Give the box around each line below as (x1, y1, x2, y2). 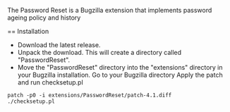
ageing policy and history (7, 13, 81, 22)
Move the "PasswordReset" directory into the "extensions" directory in (17, 63, 223, 71)
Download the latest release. (17, 41, 101, 49)
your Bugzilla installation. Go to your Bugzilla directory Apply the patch (17, 70, 224, 79)
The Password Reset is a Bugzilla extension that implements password (7, 6, 212, 14)
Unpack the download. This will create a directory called (17, 49, 182, 56)
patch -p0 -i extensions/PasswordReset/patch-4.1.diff (7, 92, 172, 99)
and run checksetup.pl (17, 78, 83, 87)
